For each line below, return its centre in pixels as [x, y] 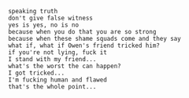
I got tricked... [37, 73]
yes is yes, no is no [43, 25]
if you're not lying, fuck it [58, 53]
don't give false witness [51, 18]
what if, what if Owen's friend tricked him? [84, 45]
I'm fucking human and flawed [58, 80]
